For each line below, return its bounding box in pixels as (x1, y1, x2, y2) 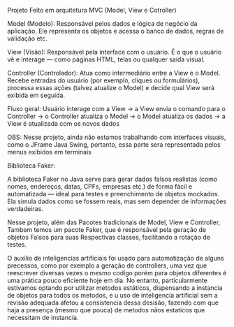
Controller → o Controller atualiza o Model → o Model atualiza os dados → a (7, 112, 226, 120)
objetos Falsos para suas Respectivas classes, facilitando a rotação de (7, 233, 211, 241)
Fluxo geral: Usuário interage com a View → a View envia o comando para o (7, 105, 226, 112)
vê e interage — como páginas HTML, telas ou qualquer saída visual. (7, 55, 205, 64)
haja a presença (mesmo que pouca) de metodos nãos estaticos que (7, 306, 205, 314)
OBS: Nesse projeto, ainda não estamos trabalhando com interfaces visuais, (7, 133, 226, 141)
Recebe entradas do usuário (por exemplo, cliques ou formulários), (7, 76, 200, 85)
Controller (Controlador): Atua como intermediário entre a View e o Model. (7, 69, 221, 77)
